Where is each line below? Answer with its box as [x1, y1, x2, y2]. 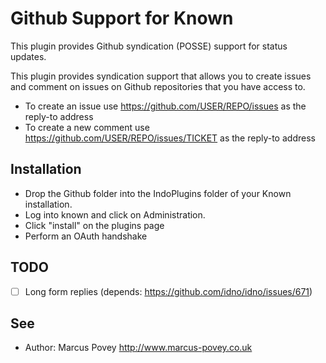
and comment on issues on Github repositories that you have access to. [10, 80, 306, 92]
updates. [10, 50, 47, 62]
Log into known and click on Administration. [24, 208, 206, 221]
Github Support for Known [10, 7, 234, 30]
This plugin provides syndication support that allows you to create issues [10, 70, 312, 82]
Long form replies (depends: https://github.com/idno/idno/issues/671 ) [24, 285, 313, 297]
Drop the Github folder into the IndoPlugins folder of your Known [24, 187, 292, 199]
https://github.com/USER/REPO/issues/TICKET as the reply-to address [24, 132, 316, 144]
